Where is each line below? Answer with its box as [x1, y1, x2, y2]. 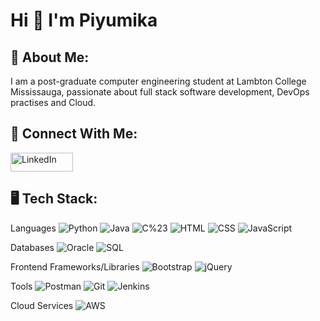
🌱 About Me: [10, 49, 90, 66]
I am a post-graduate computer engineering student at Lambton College [10, 75, 307, 87]
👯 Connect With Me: [10, 125, 138, 143]
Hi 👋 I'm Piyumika [10, 9, 158, 32]
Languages [10, 222, 57, 234]
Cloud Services [10, 299, 74, 311]
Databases [10, 241, 55, 253]
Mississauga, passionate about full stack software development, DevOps [10, 86, 310, 98]
